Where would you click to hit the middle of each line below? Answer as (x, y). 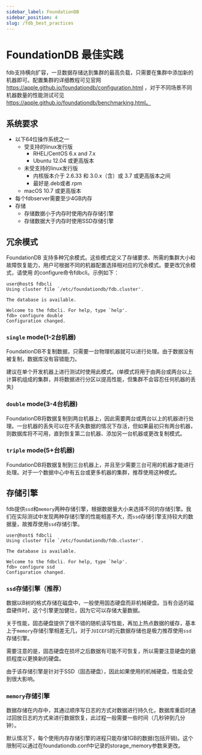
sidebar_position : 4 (32, 17)
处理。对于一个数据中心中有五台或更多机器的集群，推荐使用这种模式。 (93, 472)
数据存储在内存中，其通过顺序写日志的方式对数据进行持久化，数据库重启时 (98, 710)
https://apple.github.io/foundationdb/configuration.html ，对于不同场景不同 (99, 87)
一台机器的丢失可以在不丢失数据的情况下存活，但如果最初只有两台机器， (106, 426)
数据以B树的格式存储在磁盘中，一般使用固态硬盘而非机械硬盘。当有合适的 (98, 602)
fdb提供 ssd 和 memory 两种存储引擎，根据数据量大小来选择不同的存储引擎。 (96, 509)
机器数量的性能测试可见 (35, 95)
